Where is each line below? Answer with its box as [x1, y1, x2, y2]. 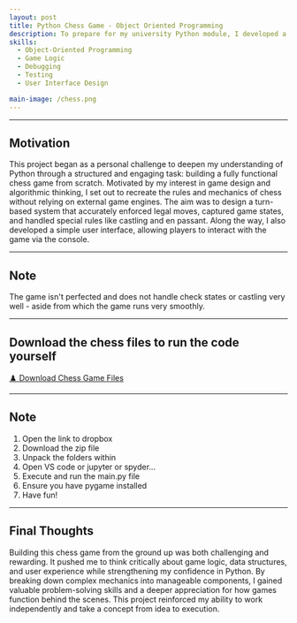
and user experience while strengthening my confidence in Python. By [9, 566, 265, 576]
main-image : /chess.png [9, 95, 97, 103]
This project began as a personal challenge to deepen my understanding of [9, 159, 284, 170]
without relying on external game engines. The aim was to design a [9, 196, 254, 208]
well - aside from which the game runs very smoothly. [9, 301, 205, 312]
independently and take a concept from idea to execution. [9, 603, 220, 614]
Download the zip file [21, 443, 100, 453]
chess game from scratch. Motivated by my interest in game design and [9, 178, 271, 188]
